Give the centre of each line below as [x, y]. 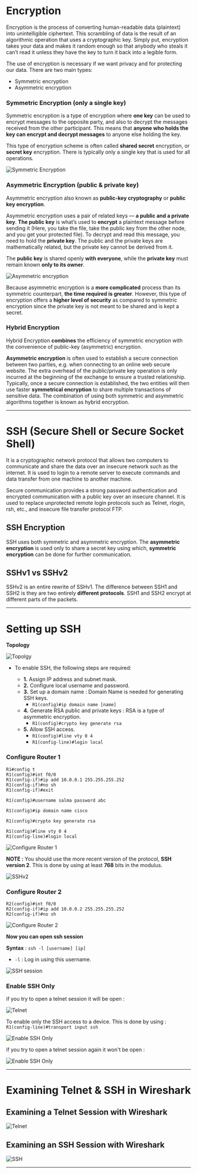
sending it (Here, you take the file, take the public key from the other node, [96, 228]
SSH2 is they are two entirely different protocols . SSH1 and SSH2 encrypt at [98, 593]
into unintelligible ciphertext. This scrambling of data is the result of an [91, 33]
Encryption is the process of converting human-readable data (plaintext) [94, 27]
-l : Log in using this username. [53, 959]
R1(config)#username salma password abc [56, 800]
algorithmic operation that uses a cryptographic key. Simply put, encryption [97, 39]
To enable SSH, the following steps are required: [73, 668]
